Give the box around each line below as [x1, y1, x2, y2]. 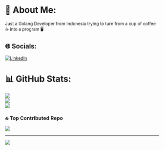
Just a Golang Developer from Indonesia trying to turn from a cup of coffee [5, 21, 156, 26]
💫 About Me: [5, 4, 57, 16]
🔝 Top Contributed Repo [5, 115, 63, 122]
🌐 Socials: [5, 42, 37, 50]
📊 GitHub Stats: [5, 73, 72, 84]
